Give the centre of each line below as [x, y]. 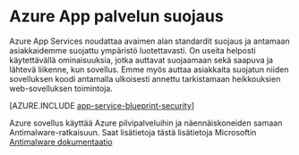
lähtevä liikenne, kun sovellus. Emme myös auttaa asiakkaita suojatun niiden [149, 69]
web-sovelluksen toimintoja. [61, 88]
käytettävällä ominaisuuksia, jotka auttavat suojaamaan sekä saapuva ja [141, 60]
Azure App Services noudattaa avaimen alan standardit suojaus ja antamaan [149, 41]
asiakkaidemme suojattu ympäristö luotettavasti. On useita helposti [133, 50]
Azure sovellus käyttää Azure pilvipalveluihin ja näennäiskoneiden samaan [146, 123]
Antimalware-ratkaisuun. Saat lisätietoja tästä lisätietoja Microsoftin [133, 132]
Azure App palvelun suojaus [116, 16]
